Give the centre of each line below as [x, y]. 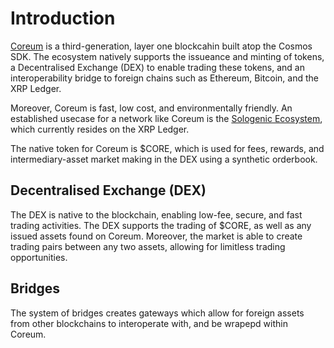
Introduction [63, 18]
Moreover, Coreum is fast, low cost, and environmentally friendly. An [151, 108]
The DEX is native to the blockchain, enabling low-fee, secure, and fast [156, 214]
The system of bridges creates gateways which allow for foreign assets [157, 313]
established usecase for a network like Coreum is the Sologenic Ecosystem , [166, 118]
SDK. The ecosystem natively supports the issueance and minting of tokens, [167, 56]
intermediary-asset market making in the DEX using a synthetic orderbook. [164, 159]
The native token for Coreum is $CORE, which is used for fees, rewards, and [167, 148]
